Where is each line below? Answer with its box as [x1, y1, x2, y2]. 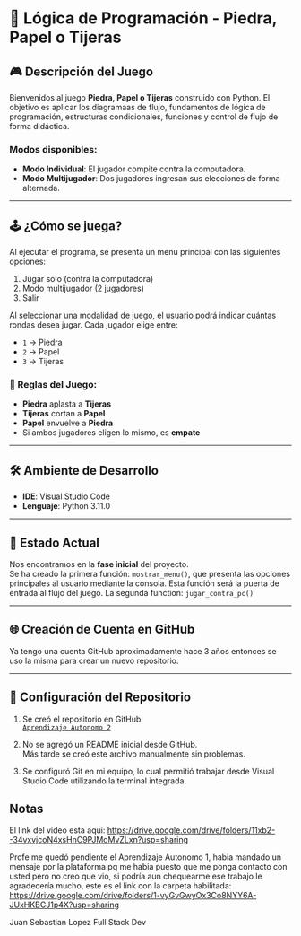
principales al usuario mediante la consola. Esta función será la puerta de [9, 578, 280, 589]
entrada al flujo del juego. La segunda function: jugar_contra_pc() [9, 588, 254, 599]
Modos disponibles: [9, 143, 98, 155]
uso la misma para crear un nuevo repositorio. [9, 655, 179, 666]
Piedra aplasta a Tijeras [21, 398, 112, 409]
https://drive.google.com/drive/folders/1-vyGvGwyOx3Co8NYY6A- [9, 890, 257, 901]
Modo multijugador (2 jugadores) [21, 283, 145, 294]
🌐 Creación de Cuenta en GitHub [9, 622, 195, 637]
